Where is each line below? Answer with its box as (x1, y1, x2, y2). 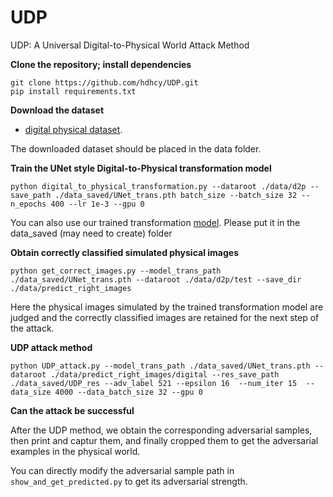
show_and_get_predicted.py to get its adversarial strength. (10, 475, 248, 487)
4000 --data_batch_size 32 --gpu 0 (54, 387, 203, 397)
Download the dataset (10, 104, 105, 116)
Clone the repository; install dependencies (10, 58, 192, 70)
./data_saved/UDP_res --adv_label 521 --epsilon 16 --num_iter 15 (10, 378, 298, 388)
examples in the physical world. (10, 445, 141, 457)
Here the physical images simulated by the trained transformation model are (10, 301, 324, 313)
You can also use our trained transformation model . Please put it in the (10, 216, 301, 228)
